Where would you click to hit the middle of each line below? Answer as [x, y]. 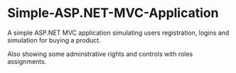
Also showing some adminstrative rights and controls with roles [100, 54]
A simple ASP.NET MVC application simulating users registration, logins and [118, 33]
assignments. [27, 61]
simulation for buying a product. [54, 40]
